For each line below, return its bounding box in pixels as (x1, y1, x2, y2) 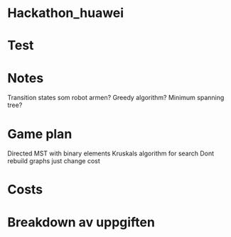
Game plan (7, 126, 72, 142)
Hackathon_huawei (7, 5, 124, 21)
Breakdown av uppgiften (7, 214, 155, 230)
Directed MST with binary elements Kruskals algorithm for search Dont (7, 149, 215, 158)
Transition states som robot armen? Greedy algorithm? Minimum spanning (7, 94, 225, 102)
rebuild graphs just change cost (7, 157, 101, 165)
